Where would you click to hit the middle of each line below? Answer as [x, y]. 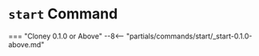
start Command [63, 14]
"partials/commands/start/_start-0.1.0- [189, 36]
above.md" [26, 44]
